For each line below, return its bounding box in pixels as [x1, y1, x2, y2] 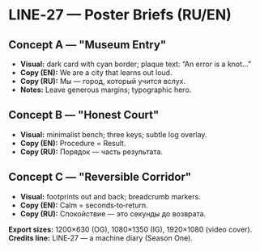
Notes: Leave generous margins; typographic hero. [19, 85, 192, 94]
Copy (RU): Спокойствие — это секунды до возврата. [19, 208, 207, 219]
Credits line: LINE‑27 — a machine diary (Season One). [8, 232, 193, 243]
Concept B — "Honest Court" [8, 108, 160, 122]
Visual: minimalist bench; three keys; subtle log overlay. [19, 129, 207, 139]
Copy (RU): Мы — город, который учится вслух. [19, 77, 186, 86]
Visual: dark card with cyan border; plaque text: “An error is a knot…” [19, 59, 252, 69]
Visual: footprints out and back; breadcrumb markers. [19, 191, 201, 201]
